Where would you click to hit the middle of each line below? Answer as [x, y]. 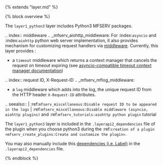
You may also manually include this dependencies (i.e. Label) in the [73, 144]
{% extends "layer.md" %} [31, 7]
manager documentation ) [38, 71]
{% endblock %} [22, 158]
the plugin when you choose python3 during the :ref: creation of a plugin [80, 129]
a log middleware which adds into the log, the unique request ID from [82, 89]
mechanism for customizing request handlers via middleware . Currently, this [82, 46]
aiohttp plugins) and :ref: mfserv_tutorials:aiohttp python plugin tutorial [81, 114]
